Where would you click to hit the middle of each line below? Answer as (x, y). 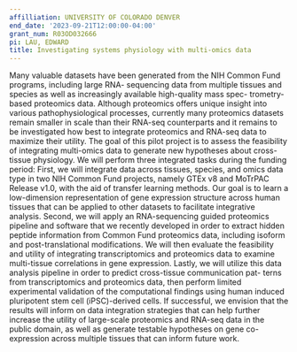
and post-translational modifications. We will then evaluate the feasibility (142, 245)
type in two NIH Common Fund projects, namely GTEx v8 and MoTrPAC (139, 179)
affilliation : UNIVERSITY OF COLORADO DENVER (94, 17)
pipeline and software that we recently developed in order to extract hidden (147, 226)
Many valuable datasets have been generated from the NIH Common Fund (145, 75)
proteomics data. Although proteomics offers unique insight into (151, 103)
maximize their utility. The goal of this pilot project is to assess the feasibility (148, 142)
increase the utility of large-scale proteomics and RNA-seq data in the (137, 320)
